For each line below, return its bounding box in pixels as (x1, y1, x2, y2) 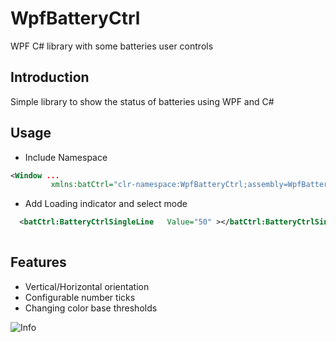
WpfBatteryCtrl (10, 7, 141, 30)
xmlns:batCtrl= (50, 180, 114, 190)
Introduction (10, 69, 90, 86)
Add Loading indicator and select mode (24, 198, 188, 210)
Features (10, 254, 67, 271)
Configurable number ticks (24, 291, 136, 303)
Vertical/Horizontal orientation (24, 280, 150, 292)
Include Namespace (24, 151, 108, 163)
